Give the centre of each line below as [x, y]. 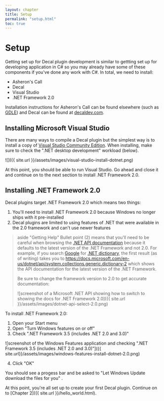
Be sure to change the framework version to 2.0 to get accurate [82, 278]
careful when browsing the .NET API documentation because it [81, 243]
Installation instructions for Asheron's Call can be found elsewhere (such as [82, 107]
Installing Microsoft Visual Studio [57, 128]
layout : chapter [22, 10]
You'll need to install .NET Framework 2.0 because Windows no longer [84, 212]
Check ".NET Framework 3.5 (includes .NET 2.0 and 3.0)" [71, 333]
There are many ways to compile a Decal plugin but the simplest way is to [80, 140]
